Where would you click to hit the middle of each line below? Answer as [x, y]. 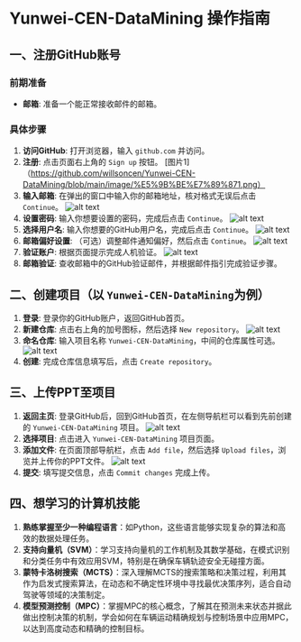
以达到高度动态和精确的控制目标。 [86, 628]
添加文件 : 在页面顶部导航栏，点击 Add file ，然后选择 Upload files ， [150, 449]
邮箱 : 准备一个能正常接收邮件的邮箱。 [92, 104]
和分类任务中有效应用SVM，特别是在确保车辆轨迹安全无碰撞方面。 [146, 561]
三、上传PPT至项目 [63, 393]
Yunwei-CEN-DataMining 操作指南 [140, 18]
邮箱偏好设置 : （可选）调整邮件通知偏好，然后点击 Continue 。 [137, 241]
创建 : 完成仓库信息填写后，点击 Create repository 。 [119, 361]
